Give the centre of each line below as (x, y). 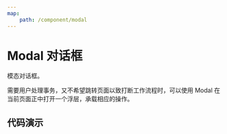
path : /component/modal (53, 20)
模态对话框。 (25, 76)
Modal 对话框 (45, 56)
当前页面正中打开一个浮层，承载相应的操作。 (70, 99)
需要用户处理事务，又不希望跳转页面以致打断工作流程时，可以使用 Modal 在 (114, 90)
